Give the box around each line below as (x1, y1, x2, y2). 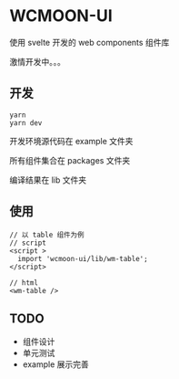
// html (9, 278, 39, 288)
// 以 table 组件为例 (9, 230, 85, 239)
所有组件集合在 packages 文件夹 (9, 154, 131, 165)
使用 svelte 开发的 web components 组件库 (9, 37, 170, 47)
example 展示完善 (22, 359, 89, 370)
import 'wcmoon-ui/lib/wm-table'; (17, 254, 148, 263)
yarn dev (9, 118, 43, 128)
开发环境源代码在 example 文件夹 (9, 135, 134, 146)
